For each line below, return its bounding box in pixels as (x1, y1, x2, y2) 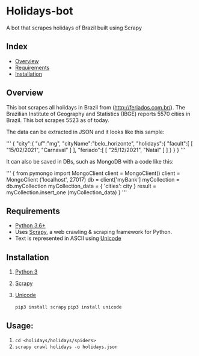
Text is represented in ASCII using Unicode (14, 235, 121, 242)
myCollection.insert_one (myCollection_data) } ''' (6, 188, 127, 196)
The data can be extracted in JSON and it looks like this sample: (6, 128, 165, 135)
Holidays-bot (6, 4, 73, 18)
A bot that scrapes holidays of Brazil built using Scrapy (6, 24, 142, 31)
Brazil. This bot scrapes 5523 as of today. (6, 116, 109, 124)
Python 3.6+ (14, 222, 46, 229)
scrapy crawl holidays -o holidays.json (14, 344, 118, 350)
